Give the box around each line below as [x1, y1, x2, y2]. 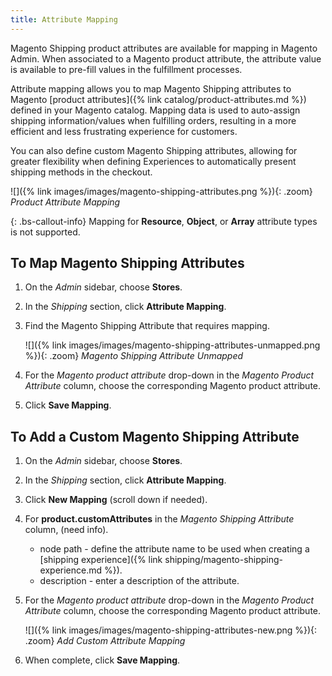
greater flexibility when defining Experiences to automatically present [10, 155, 297, 167]
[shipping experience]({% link [39, 554, 163, 566]
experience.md [39, 564, 103, 576]
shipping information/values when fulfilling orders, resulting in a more [10, 114, 297, 126]
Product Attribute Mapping [10, 196, 121, 208]
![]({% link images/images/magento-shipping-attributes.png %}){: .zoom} [10, 185, 313, 197]
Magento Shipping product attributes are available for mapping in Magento [10, 42, 318, 54]
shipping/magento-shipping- [164, 554, 284, 566]
